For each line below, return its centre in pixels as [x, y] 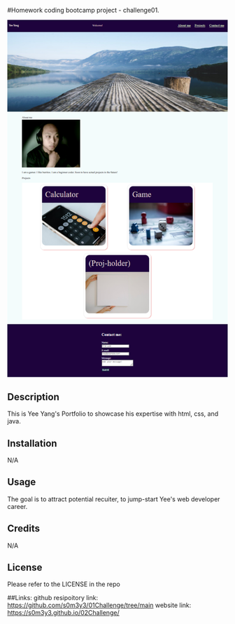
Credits [24, 529]
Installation [32, 443]
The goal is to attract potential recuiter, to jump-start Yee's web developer [114, 499]
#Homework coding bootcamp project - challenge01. [83, 10]
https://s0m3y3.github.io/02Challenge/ [64, 613]
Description [33, 396]
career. [17, 506]
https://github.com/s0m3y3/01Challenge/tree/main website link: [99, 605]
